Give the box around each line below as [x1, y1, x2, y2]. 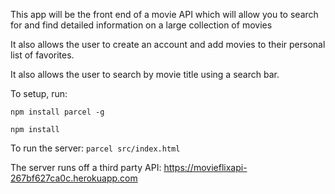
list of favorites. [10, 49, 75, 61]
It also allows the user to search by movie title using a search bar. [10, 69, 280, 80]
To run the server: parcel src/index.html [10, 142, 181, 154]
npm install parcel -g [10, 107, 105, 117]
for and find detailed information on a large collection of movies [10, 19, 273, 31]
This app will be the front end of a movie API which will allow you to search [10, 9, 319, 20]
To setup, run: [10, 88, 68, 99]
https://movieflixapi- [163, 162, 248, 173]
